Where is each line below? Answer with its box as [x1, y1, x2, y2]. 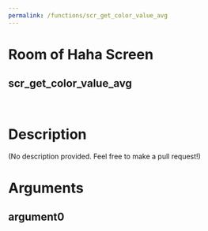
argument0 [8, 211, 65, 224]
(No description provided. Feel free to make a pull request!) [8, 151, 202, 161]
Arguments [8, 179, 85, 197]
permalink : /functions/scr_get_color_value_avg [8, 11, 168, 20]
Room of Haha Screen [8, 45, 154, 63]
